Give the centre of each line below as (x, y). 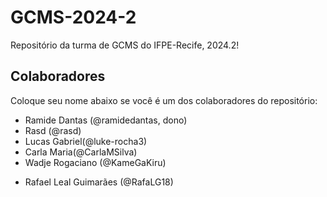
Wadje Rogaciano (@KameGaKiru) (95, 162)
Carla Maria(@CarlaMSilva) (81, 152)
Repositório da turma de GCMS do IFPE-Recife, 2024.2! (125, 45)
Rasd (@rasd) (53, 130)
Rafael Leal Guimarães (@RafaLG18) (99, 182)
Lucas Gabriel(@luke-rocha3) (86, 141)
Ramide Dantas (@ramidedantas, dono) (106, 120)
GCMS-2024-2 (73, 17)
